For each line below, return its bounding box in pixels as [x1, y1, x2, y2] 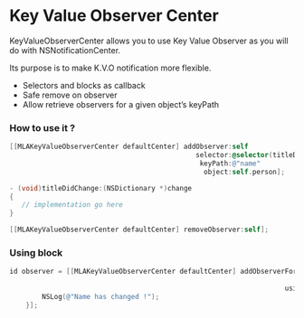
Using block [9, 247, 63, 259]
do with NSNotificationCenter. [9, 44, 120, 55]
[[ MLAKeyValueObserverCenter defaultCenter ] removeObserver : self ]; [9, 225, 270, 235]
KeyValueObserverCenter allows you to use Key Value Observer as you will [9, 35, 289, 46]
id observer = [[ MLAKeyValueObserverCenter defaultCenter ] [9, 267, 237, 276]
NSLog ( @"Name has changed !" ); [42, 293, 160, 302]
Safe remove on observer [22, 89, 118, 100]
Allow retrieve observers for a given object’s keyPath [22, 98, 220, 109]
